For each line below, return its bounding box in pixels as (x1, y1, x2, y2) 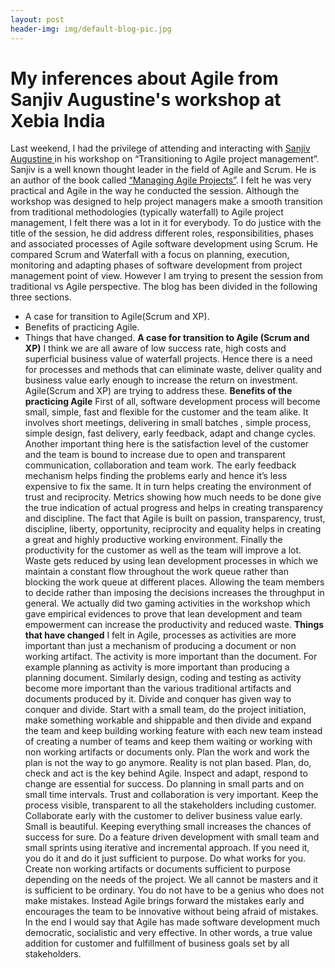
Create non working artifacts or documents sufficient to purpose (24, 863, 291, 875)
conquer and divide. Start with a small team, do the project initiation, (24, 704, 307, 716)
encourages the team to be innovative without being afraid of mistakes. (24, 906, 319, 918)
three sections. (10, 291, 72, 303)
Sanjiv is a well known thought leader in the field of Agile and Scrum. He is (10, 164, 317, 176)
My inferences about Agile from (10, 67, 279, 90)
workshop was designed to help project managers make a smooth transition (10, 196, 323, 208)
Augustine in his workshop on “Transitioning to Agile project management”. (10, 153, 320, 165)
